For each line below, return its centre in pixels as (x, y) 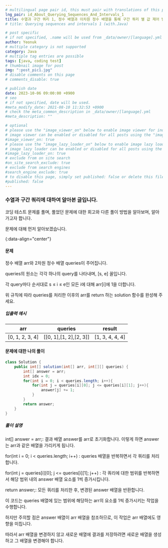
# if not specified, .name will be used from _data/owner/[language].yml (84, 38)
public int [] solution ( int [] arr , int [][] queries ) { (71, 367)
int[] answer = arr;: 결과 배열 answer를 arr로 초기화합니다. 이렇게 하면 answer (82, 439)
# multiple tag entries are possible (44, 56)
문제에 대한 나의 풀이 (25, 351)
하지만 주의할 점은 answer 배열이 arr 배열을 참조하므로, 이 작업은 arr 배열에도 (80, 517)
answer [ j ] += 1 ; (58, 390)
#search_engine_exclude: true (37, 172)
